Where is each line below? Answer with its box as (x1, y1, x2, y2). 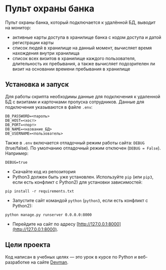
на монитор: (5, 24, 31, 30)
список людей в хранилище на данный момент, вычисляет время (12, 45, 152, 51)
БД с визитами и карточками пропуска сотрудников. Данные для (5, 99, 145, 105)
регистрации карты (12, 39, 54, 45)
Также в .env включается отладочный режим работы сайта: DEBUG (5, 139, 145, 145)
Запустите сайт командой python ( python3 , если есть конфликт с (12, 197, 148, 203)
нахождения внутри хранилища (12, 50, 80, 56)
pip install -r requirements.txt (5, 189, 74, 194)
